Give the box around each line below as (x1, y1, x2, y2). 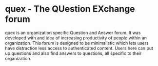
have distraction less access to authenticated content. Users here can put (5, 45, 154, 51)
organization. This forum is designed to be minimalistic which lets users (5, 40, 149, 46)
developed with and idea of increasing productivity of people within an (5, 35, 147, 41)
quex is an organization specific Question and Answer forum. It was (5, 30, 141, 35)
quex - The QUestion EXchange (5, 3, 135, 15)
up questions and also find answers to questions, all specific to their (5, 50, 142, 56)
